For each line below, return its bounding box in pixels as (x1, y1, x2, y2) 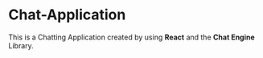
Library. (8, 40, 34, 50)
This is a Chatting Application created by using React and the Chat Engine (8, 32, 255, 42)
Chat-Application (8, 6, 126, 24)
